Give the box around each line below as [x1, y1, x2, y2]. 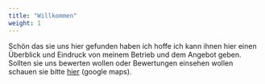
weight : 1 [8, 19, 42, 27]
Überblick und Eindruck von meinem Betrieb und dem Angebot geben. [8, 50, 242, 59]
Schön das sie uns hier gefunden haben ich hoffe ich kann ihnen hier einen [8, 41, 257, 50]
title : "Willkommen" [8, 11, 78, 20]
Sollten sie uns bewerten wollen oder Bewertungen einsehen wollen [8, 58, 234, 68]
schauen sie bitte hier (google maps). [8, 66, 132, 76]
